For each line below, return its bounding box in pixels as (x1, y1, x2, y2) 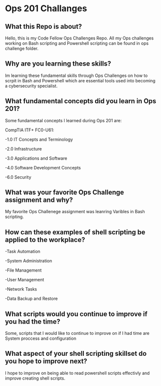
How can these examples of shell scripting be (5, 228, 145, 236)
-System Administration (5, 258, 52, 264)
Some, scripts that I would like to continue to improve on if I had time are (5, 331, 150, 336)
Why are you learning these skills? (5, 59, 112, 68)
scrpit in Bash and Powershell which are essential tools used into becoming (5, 77, 156, 83)
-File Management (5, 267, 42, 273)
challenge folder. (5, 46, 39, 51)
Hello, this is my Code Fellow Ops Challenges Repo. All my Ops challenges (5, 35, 154, 41)
